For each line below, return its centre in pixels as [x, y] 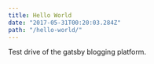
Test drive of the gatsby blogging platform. [77, 52]
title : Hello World [40, 15]
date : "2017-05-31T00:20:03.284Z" [65, 23]
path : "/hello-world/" [45, 30]
